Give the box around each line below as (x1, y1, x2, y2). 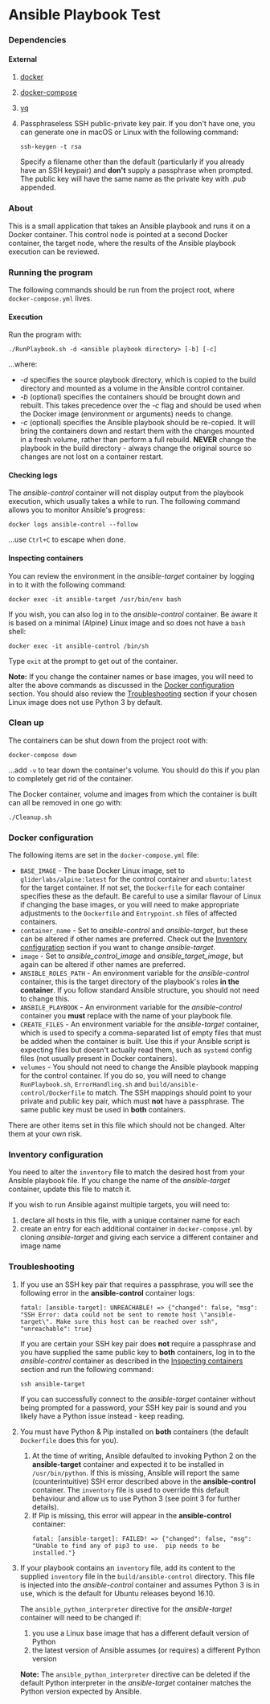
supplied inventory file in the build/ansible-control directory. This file (19, 1571, 256, 1581)
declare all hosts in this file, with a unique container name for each (19, 1215, 240, 1225)
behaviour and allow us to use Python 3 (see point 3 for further (31, 1493, 241, 1503)
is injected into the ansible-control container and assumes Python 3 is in (19, 1579, 260, 1589)
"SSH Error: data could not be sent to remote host (19, 1310, 197, 1319)
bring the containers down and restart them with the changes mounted (19, 426, 255, 436)
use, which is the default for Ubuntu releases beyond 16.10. (19, 1588, 215, 1598)
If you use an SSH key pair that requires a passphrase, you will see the (19, 1280, 254, 1289)
